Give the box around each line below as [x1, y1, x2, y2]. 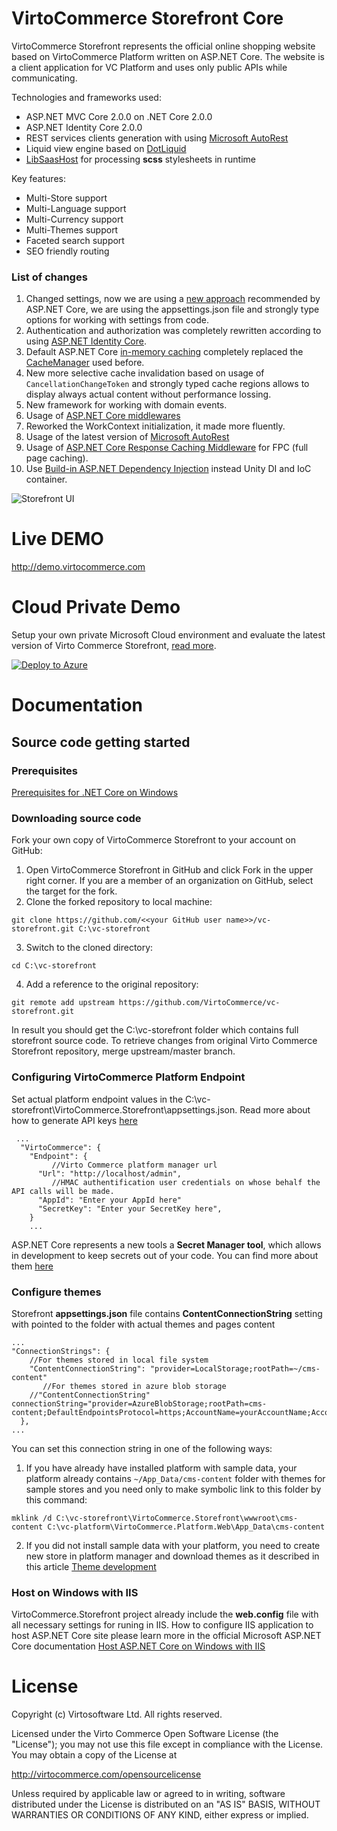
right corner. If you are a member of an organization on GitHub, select [25, 875, 314, 887]
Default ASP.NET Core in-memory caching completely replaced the [25, 346, 304, 358]
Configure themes [11, 1285, 102, 1299]
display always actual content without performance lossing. [25, 388, 272, 401]
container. [25, 473, 68, 486]
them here [11, 1260, 54, 1272]
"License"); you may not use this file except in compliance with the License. [11, 1738, 324, 1751]
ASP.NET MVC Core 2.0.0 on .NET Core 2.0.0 [25, 110, 213, 122]
